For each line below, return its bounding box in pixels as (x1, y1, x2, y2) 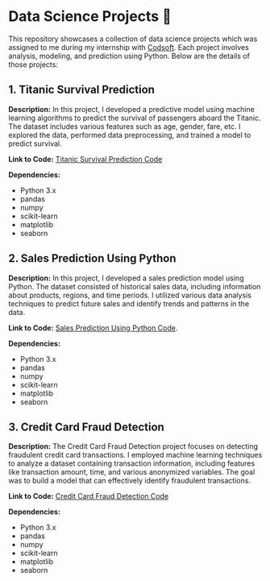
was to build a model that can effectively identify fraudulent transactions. (8, 475, 251, 486)
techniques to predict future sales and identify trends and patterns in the (8, 298, 250, 309)
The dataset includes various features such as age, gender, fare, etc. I (8, 121, 241, 131)
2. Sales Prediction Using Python (8, 251, 177, 265)
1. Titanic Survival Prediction (8, 83, 156, 97)
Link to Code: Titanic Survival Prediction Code (8, 154, 163, 164)
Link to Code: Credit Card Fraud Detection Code (8, 492, 169, 501)
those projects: (8, 60, 59, 69)
